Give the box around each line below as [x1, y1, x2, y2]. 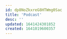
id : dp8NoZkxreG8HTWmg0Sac [5, 7, 62, 13]
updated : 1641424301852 [5, 21, 56, 27]
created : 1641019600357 [5, 26, 56, 31]
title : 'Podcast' [5, 12, 42, 17]
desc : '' [5, 17, 24, 22]
